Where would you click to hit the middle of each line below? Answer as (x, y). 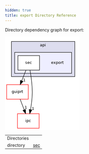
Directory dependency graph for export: (44, 30)
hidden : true (18, 10)
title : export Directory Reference (41, 15)
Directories (18, 139)
